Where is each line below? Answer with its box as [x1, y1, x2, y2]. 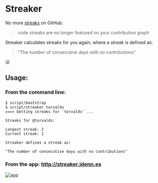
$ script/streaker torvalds [5, 105, 65, 110]
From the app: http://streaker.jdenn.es [5, 160, 102, 167]
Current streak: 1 [5, 131, 44, 136]
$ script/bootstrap [5, 100, 46, 105]
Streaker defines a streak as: [5, 140, 71, 145]
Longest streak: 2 [5, 127, 44, 132]
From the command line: [5, 89, 66, 96]
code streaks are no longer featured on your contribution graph [17, 29, 150, 35]
